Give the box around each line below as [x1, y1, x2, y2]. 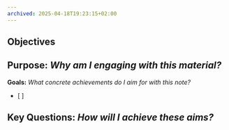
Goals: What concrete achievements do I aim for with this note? [7, 78, 191, 86]
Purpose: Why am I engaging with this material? [7, 60, 222, 72]
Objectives [7, 36, 56, 48]
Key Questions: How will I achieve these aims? [7, 112, 214, 124]
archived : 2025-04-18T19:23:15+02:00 [7, 10, 117, 17]
